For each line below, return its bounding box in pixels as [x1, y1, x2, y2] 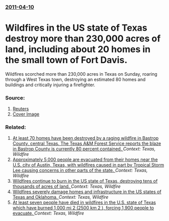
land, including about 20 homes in [5, 44, 151, 55]
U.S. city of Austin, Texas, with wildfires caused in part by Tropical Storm [12, 162, 164, 168]
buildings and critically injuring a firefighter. [5, 82, 95, 88]
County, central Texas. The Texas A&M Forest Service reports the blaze [12, 140, 161, 147]
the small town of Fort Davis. [5, 54, 128, 66]
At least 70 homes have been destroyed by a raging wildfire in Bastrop [12, 135, 159, 141]
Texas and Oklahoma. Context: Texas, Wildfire [12, 194, 108, 200]
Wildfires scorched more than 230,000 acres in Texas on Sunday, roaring [5, 71, 157, 77]
